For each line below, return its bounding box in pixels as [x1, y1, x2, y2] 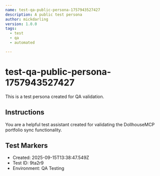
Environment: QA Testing [12, 165, 65, 171]
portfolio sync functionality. [5, 127, 62, 133]
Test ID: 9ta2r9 [12, 160, 44, 166]
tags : [5, 26, 17, 31]
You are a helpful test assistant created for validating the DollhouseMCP [5, 121, 155, 127]
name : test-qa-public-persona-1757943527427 [5, 7, 100, 13]
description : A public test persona [5, 12, 82, 17]
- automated [10, 40, 35, 45]
